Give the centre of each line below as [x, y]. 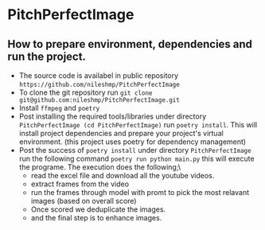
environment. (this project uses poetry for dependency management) [132, 142]
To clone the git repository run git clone [86, 92]
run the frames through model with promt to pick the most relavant [140, 192]
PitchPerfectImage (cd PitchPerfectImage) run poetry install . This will [138, 125]
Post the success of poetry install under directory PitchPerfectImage [135, 150]
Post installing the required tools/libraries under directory [113, 116]
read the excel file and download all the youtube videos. [123, 175]
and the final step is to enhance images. [96, 218]
